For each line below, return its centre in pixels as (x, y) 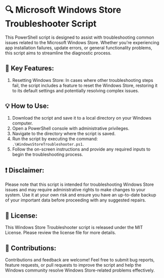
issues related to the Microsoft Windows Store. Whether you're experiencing (82, 42)
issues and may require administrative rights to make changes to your (75, 190)
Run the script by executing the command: (55, 139)
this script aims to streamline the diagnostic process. (58, 53)
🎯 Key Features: (30, 68)
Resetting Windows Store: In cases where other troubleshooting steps (82, 80)
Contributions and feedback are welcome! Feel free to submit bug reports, (80, 260)
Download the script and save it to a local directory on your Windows (82, 118)
